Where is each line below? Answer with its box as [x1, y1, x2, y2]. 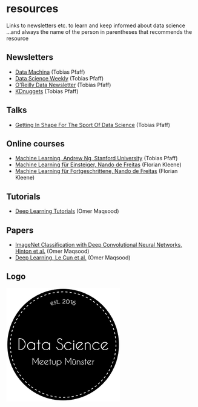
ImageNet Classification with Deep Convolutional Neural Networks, [15, 241, 183, 248]
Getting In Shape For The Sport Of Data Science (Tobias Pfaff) [15, 121, 171, 128]
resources [6, 2, 59, 16]
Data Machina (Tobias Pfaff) [15, 68, 85, 76]
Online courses [6, 138, 65, 149]
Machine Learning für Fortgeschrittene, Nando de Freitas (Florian [15, 168, 178, 175]
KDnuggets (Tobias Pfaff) [15, 87, 79, 95]
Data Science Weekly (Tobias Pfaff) [15, 74, 104, 82]
